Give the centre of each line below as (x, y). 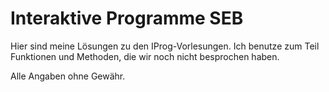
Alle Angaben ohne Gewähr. (68, 76)
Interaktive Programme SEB (127, 18)
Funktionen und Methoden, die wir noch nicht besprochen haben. (145, 56)
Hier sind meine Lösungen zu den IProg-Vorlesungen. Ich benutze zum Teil (165, 46)
